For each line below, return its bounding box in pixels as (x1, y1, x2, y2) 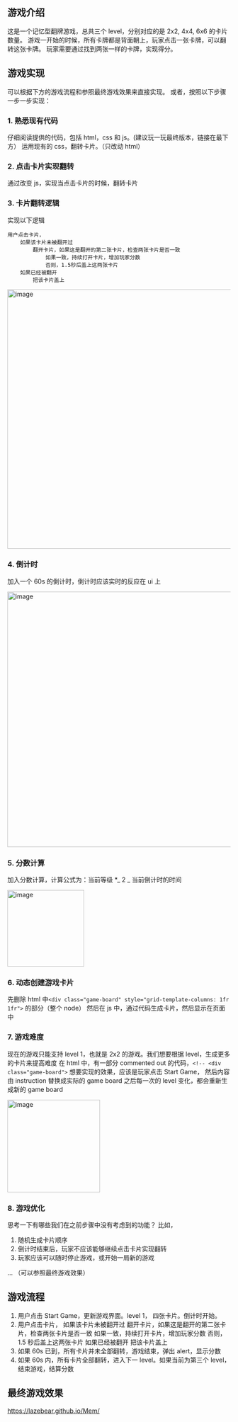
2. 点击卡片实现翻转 (7, 161, 74, 171)
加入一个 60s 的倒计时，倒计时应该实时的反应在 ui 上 (7, 576, 161, 586)
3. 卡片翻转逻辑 (7, 198, 60, 208)
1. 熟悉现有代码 (7, 115, 59, 125)
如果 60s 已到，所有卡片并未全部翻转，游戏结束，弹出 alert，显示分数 (17, 1346, 221, 1355)
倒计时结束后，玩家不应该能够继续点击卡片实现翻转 (17, 1245, 167, 1253)
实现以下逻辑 (7, 215, 45, 224)
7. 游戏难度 (7, 1033, 44, 1042)
